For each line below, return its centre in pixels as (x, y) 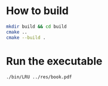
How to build (37, 11)
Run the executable (54, 61)
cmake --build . (26, 37)
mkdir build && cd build (36, 27)
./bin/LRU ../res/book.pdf (39, 77)
